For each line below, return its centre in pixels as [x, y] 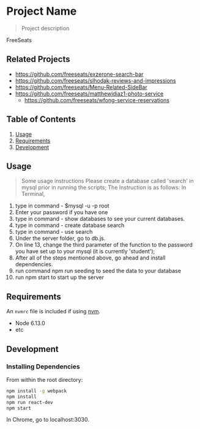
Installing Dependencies [43, 367]
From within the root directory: [45, 379]
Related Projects [38, 59]
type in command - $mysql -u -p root [62, 206]
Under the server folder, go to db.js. [60, 238]
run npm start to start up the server [60, 277]
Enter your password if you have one [61, 212]
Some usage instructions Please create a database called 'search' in [107, 181]
